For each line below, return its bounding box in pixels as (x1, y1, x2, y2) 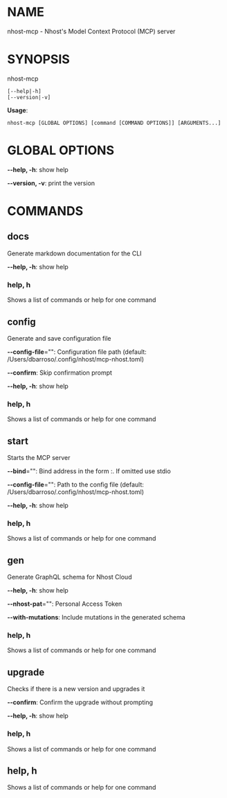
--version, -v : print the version (7, 178, 96, 187)
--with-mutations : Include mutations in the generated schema (7, 613, 185, 622)
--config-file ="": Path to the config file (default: (7, 480, 144, 489)
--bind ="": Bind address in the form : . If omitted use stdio (7, 467, 171, 475)
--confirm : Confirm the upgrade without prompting (7, 698, 154, 706)
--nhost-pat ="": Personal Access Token (7, 600, 122, 608)
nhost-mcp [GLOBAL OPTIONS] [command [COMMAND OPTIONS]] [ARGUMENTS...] (7, 119, 221, 126)
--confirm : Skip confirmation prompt (7, 368, 113, 377)
